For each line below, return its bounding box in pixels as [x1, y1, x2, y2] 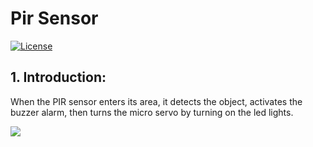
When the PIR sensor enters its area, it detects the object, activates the [10, 95, 303, 107]
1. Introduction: [10, 69, 107, 86]
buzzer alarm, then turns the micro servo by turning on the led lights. [10, 106, 294, 118]
